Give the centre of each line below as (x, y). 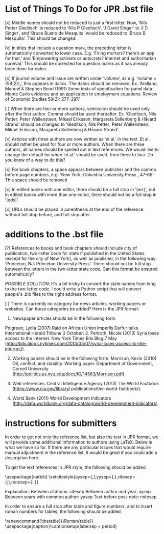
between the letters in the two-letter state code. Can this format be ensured (82, 269)
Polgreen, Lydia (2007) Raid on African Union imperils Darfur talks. (72, 328)
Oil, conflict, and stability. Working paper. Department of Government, (82, 363)
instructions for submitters (61, 423)
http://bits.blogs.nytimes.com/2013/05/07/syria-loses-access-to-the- (77, 343)
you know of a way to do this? (35, 160)
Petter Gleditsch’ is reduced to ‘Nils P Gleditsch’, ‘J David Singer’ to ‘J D (77, 28)
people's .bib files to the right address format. (51, 294)
